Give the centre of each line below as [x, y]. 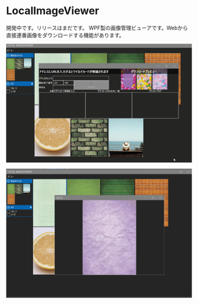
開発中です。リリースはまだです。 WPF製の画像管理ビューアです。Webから [97, 28]
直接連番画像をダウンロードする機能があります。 [65, 35]
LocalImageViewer [53, 11]
